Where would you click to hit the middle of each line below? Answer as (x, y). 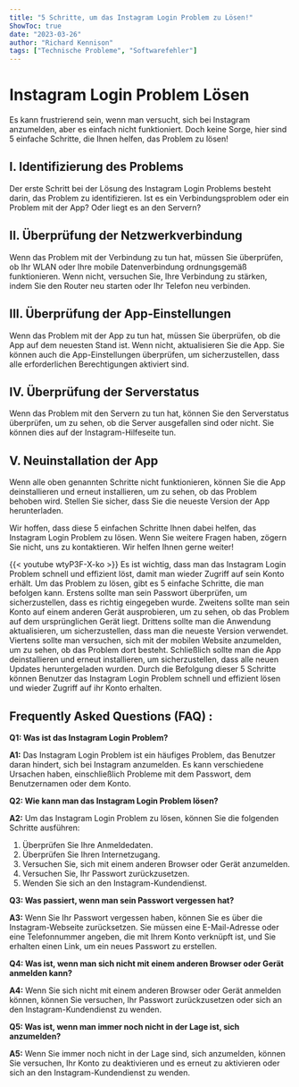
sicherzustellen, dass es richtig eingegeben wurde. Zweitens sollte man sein (149, 603)
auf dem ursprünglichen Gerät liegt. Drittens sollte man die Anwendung (140, 622)
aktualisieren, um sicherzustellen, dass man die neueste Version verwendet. (149, 631)
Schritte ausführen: (45, 828)
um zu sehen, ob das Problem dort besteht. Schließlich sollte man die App (145, 650)
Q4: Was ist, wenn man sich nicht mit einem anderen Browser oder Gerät (146, 964)
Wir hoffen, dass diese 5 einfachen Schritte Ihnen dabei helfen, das (133, 528)
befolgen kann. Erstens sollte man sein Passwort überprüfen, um (128, 593)
